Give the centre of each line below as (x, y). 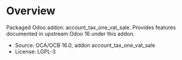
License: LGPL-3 (35, 51)
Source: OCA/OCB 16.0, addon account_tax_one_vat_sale (85, 45)
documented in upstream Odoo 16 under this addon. (70, 33)
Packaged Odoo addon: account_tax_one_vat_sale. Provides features (91, 27)
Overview (31, 11)
